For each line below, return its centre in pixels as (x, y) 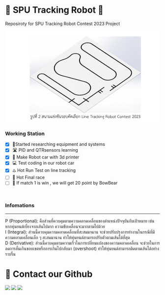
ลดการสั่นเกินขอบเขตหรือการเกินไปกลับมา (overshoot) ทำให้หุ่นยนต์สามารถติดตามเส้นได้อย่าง (82, 248)
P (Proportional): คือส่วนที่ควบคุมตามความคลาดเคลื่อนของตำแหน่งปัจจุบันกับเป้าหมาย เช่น (80, 221)
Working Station (25, 134)
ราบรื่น (10, 254)
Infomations (20, 206)
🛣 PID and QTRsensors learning (45, 150)
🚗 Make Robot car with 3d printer (46, 157)
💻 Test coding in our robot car (43, 163)
